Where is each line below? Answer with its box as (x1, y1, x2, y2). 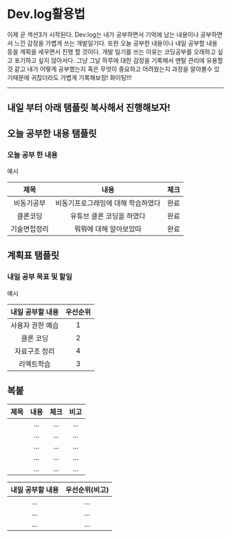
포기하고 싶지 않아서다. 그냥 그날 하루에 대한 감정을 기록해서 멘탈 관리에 (14, 56, 205, 64)
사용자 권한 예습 (10, 320, 59, 330)
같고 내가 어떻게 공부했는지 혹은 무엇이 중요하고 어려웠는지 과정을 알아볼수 (14, 65, 213, 73)
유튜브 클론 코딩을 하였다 (69, 211, 146, 221)
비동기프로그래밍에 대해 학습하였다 (55, 198, 161, 208)
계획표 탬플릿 (7, 249, 60, 262)
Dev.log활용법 (7, 6, 86, 22)
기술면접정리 (10, 225, 49, 234)
